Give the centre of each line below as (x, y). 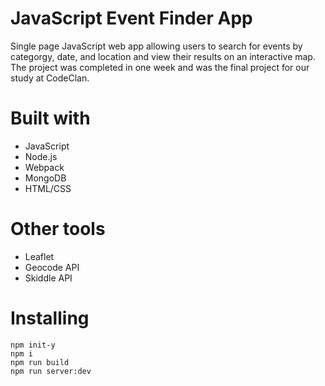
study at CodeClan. (50, 78)
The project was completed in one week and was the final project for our (160, 67)
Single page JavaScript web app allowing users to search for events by (156, 46)
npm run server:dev (51, 371)
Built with (50, 118)
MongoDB (45, 178)
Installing (50, 318)
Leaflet (39, 256)
